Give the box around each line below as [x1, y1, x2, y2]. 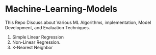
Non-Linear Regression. [12, 39, 61, 45]
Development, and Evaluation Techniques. [5, 24, 90, 30]
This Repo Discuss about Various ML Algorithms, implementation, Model [5, 19, 151, 25]
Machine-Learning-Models [5, 3, 118, 15]
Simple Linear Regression [12, 34, 64, 40]
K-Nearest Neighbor [12, 44, 53, 50]
